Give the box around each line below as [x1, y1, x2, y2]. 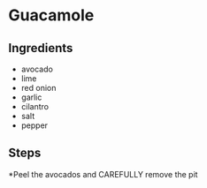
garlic [20, 92, 42, 102]
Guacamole [8, 5, 95, 26]
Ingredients [8, 41, 73, 56]
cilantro [20, 102, 50, 111]
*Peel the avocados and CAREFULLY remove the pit [8, 169, 198, 179]
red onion [20, 83, 57, 93]
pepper [20, 120, 49, 131]
